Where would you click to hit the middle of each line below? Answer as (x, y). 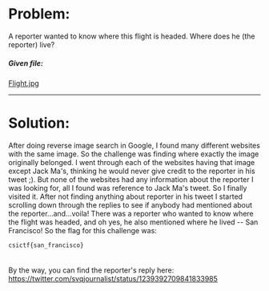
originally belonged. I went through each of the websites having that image (132, 162)
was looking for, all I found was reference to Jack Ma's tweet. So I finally (128, 188)
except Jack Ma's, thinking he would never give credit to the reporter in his (132, 171)
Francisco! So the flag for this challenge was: (83, 230)
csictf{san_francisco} (46, 245)
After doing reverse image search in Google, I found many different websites (134, 145)
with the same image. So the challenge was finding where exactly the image (134, 154)
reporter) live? (32, 44)
